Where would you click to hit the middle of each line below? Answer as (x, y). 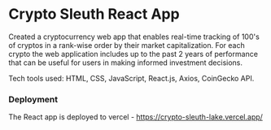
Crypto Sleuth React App (94, 14)
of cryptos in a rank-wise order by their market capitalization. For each (127, 45)
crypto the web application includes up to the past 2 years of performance (133, 54)
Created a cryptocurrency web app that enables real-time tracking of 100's (134, 37)
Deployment (33, 99)
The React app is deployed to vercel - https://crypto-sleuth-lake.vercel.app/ (135, 117)
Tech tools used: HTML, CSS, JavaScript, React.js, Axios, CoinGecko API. (131, 78)
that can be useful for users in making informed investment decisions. (125, 63)
